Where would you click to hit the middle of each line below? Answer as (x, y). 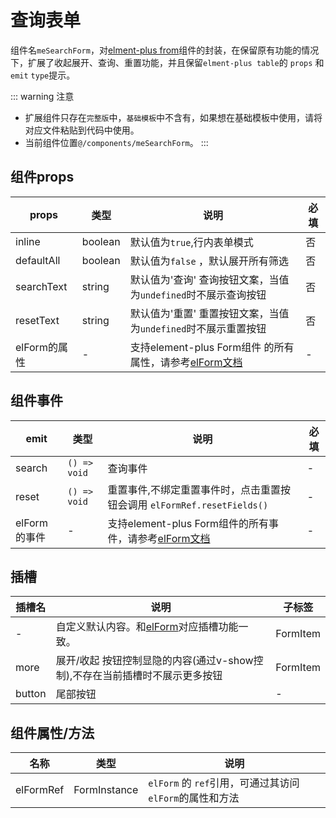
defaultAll (38, 260)
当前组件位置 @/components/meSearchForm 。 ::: (116, 142)
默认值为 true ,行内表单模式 (191, 242)
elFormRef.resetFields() (209, 505)
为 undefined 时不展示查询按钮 (198, 294)
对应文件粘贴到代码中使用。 (82, 130)
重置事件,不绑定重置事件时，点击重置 (194, 489)
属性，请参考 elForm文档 (186, 362)
